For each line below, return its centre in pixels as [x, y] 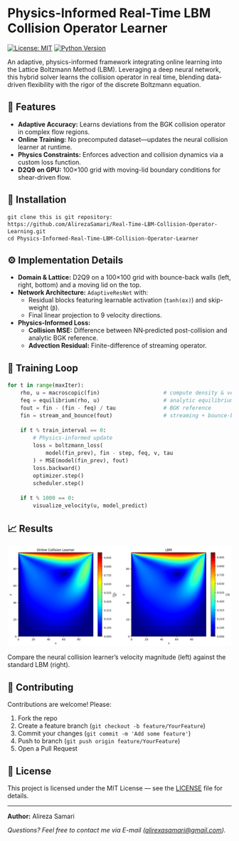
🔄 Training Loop [43, 368]
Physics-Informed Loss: [54, 323]
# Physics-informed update [73, 438]
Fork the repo [38, 718]
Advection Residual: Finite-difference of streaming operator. [118, 346]
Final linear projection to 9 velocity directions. [95, 315]
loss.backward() [57, 468]
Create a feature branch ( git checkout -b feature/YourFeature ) [112, 726]
